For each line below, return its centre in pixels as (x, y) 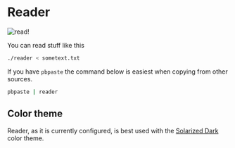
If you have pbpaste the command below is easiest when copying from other (118, 72)
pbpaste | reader (33, 92)
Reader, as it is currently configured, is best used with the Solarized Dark (113, 130)
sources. (20, 79)
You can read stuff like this (46, 45)
